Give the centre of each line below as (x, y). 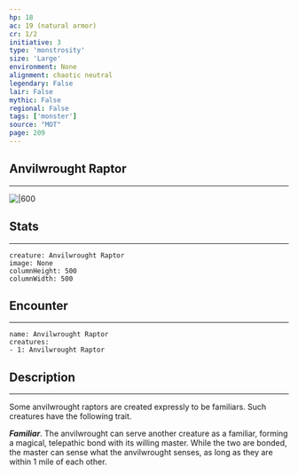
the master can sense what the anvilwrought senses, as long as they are (141, 453)
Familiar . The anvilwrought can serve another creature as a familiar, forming (149, 434)
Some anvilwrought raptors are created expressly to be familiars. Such (138, 407)
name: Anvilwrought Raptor (59, 335)
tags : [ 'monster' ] (43, 116)
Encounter (39, 306)
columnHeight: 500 (43, 271)
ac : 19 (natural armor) (53, 26)
